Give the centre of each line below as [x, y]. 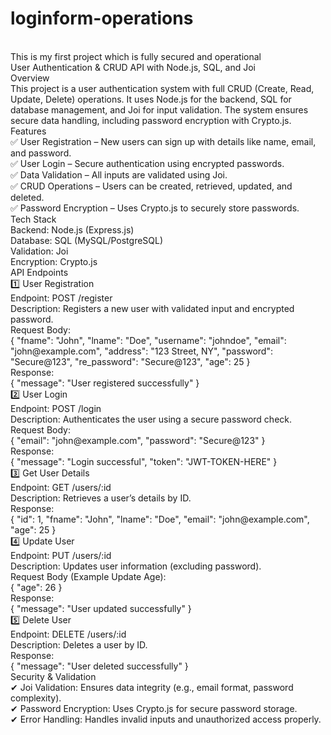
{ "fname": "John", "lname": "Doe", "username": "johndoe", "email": [148, 340]
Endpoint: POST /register [61, 298]
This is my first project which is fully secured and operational [136, 56]
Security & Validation [53, 676]
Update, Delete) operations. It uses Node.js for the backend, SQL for [151, 99]
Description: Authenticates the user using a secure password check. [151, 419]
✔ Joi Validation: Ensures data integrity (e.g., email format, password [152, 687]
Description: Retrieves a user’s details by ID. [101, 498]
